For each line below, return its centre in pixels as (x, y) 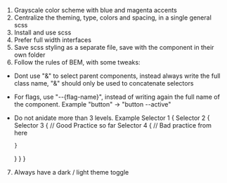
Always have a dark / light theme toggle (71, 172)
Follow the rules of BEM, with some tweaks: (77, 62)
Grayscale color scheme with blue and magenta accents (95, 10)
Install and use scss (43, 32)
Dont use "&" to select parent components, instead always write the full (117, 76)
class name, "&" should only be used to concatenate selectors (104, 83)
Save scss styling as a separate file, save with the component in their (114, 47)
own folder (30, 55)
